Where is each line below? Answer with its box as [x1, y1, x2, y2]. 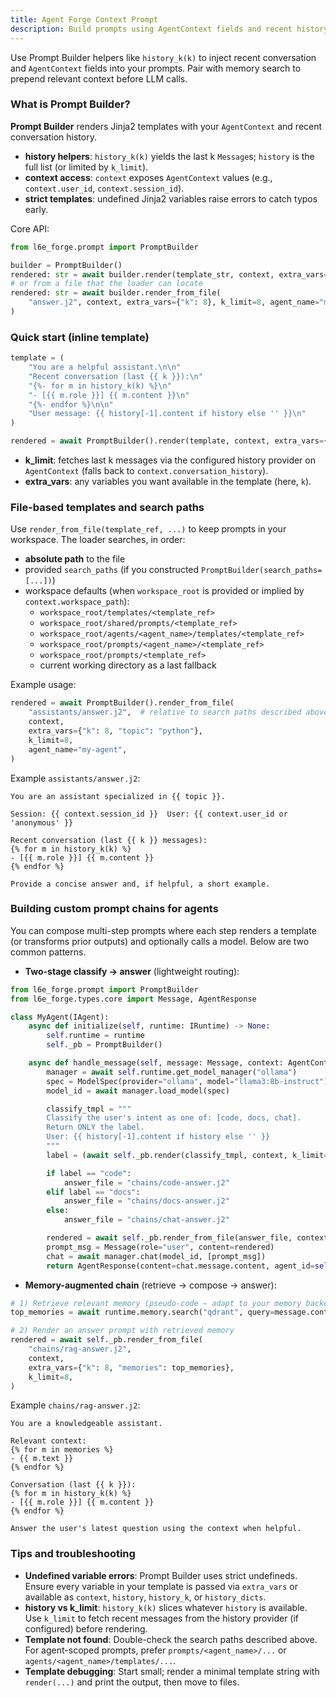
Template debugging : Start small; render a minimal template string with [24, 1665, 320, 1677]
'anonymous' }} [10, 817, 74, 828]
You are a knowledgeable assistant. [10, 1419, 163, 1429]
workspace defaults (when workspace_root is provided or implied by [24, 585, 305, 597]
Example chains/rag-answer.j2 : [10, 1399, 141, 1411]
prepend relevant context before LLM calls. [10, 72, 188, 85]
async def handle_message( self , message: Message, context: [28, 1058, 284, 1068]
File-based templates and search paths [10, 501, 205, 515]
